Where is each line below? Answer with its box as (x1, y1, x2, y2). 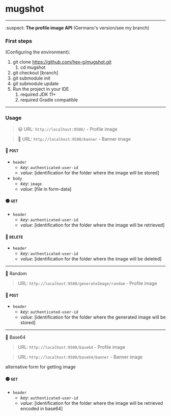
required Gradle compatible (20, 97, 78, 103)
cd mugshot (20, 64, 46, 70)
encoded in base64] (20, 405, 63, 411)
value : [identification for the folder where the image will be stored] (20, 169, 159, 176)
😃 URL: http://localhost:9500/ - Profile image (17, 126, 118, 132)
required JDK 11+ (20, 91, 56, 97)
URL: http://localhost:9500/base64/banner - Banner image (17, 354, 143, 360)
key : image (20, 180, 42, 187)
